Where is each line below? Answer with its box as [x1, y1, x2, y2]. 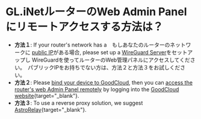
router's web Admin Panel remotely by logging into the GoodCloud [14, 85, 179, 93]
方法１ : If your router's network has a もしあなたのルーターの [14, 41, 170, 48]
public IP [31, 48, 54, 56]
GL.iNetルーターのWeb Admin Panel [5, 5, 187, 19]
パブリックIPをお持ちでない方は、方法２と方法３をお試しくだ [27, 63, 181, 71]
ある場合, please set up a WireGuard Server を [58, 48, 172, 56]
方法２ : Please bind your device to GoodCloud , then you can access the [14, 79, 193, 86]
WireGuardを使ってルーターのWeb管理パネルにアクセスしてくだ [31, 56, 190, 63]
